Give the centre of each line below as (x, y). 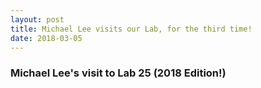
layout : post (37, 19)
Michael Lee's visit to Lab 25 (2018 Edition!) (118, 73)
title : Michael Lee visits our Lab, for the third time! (131, 29)
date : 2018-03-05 (46, 38)
